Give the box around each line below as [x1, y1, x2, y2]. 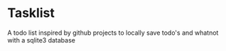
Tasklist [7, 5, 55, 21]
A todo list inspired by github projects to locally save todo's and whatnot [7, 28, 219, 37]
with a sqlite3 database [7, 35, 76, 44]
